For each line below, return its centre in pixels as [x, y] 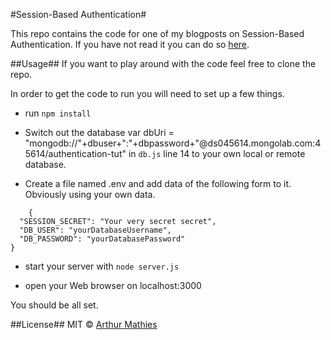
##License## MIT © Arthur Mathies [84, 324]
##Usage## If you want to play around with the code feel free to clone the [163, 63]
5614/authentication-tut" [75, 153]
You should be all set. [54, 305]
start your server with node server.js [102, 266]
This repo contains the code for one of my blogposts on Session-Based [157, 33]
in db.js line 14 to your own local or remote [217, 153]
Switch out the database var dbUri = [99, 132]
